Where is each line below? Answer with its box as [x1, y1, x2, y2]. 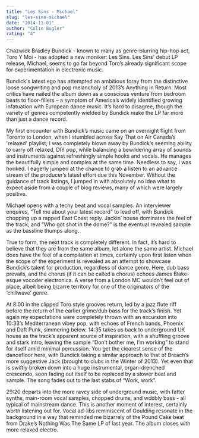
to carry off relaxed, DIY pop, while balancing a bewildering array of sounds [6, 146, 192, 154]
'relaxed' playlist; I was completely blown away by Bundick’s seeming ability [6, 140, 192, 147]
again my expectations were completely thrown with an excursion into [6, 314, 177, 321]
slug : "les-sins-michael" [6, 14, 70, 20]
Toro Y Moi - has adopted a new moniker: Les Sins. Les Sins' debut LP [6, 54, 178, 61]
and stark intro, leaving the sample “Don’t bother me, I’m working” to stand [6, 339, 189, 346]
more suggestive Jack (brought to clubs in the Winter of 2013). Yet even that [6, 358, 193, 365]
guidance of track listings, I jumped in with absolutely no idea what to [6, 178, 176, 185]
